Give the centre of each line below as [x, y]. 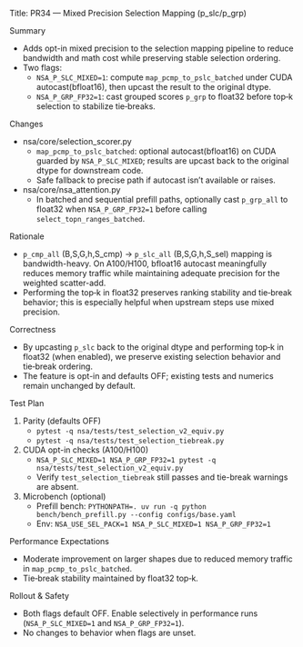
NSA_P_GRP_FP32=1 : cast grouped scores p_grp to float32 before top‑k [165, 96]
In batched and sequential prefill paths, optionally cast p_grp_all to [162, 199]
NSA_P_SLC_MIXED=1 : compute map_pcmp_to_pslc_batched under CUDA [164, 77]
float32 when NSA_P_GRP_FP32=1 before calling [121, 209]
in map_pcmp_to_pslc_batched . [77, 568]
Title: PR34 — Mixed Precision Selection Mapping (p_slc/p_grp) [128, 13]
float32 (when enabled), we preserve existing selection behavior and [151, 357]
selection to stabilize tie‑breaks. [96, 106]
